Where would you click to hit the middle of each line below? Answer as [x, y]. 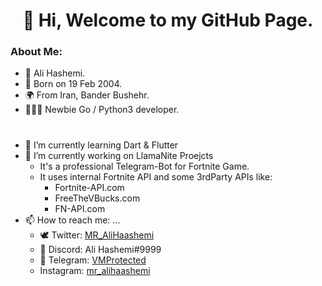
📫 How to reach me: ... [72, 220]
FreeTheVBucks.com [97, 198]
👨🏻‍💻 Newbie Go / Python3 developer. [102, 110]
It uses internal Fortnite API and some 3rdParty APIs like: [156, 176]
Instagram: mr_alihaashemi [95, 270]
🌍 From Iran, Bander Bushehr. [87, 95]
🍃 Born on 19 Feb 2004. [73, 84]
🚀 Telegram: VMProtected [93, 260]
